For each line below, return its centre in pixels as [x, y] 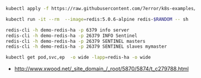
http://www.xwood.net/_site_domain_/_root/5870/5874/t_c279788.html [101, 69]
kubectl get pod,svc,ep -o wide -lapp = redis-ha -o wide [78, 57]
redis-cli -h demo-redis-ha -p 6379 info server [67, 30]
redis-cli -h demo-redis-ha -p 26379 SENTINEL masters [76, 41]
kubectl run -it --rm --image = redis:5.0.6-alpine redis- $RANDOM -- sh [97, 19]
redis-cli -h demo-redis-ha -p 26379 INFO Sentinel [71, 36]
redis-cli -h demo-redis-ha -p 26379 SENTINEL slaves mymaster [86, 47]
